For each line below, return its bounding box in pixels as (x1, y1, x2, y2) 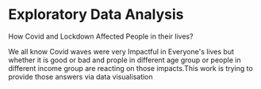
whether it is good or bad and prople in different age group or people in (8, 55, 241, 65)
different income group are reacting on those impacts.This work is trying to (8, 63, 254, 72)
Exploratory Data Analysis (8, 6, 184, 24)
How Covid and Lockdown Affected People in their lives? (8, 32, 194, 41)
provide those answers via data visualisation (8, 72, 153, 81)
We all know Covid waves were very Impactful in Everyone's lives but (8, 46, 235, 56)
